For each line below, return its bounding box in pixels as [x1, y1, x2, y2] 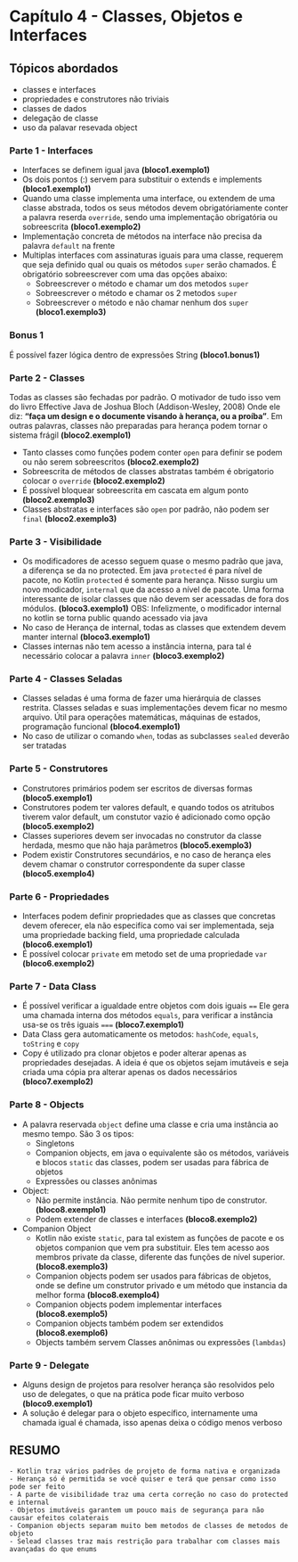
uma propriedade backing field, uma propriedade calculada [21, 930, 240, 941]
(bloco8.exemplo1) [35, 1204, 107, 1214]
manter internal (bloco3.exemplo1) [21, 631, 151, 643]
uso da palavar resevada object [21, 122, 138, 133]
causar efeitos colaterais [9, 1513, 109, 1522]
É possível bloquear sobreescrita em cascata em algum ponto [21, 484, 249, 496]
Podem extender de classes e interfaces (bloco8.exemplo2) [35, 1213, 258, 1224]
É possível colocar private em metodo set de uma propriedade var [21, 949, 268, 959]
